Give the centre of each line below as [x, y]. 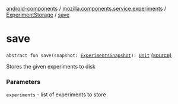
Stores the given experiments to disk [51, 66]
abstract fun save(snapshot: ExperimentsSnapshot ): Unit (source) [89, 55]
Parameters [23, 82]
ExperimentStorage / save [38, 15]
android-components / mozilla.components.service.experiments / [86, 9]
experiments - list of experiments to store [56, 95]
